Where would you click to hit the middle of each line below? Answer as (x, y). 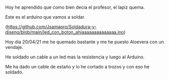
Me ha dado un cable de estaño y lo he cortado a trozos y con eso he (77, 67)
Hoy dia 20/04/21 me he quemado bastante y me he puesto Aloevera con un (84, 42)
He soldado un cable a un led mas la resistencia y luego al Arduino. (75, 57)
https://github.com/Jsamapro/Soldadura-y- (52, 27)
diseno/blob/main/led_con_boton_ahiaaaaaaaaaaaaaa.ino (65, 32)
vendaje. (14, 47)
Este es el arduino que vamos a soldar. (45, 17)
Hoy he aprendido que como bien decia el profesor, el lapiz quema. (75, 7)
